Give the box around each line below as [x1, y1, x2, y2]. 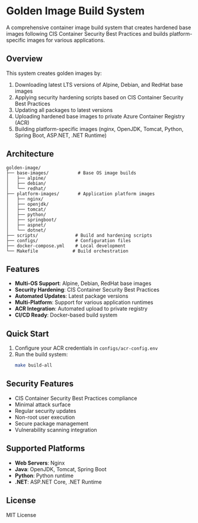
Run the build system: [14, 351, 68, 358]
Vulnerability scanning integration [14, 426, 97, 433]
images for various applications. [27, 36, 106, 43]
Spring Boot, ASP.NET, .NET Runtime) [14, 131, 107, 139]
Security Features [6, 379, 74, 389]
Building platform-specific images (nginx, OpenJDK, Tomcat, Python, [14, 125, 184, 132]
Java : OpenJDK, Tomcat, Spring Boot [14, 465, 107, 472]
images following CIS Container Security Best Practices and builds [6, 30, 168, 37]
